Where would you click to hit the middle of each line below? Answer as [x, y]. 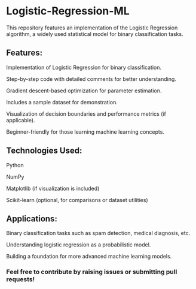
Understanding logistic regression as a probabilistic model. [79, 245]
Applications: [32, 219]
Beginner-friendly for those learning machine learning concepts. [85, 132]
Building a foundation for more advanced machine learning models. [89, 257]
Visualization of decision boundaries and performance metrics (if [86, 114]
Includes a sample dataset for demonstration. [62, 102]
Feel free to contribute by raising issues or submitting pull [92, 272]
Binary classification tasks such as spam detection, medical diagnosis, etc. [98, 233]
